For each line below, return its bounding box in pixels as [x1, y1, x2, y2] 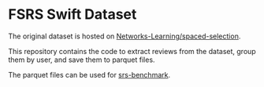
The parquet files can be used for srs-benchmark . [8, 70, 171, 79]
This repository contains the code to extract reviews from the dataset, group [8, 46, 256, 56]
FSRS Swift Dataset [8, 5, 137, 24]
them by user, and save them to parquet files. [8, 55, 155, 64]
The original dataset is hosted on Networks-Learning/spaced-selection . [8, 31, 241, 41]
